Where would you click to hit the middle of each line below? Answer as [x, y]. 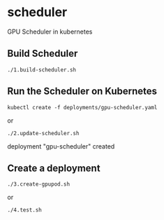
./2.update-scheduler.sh [43, 133]
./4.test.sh [24, 210]
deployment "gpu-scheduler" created [61, 146]
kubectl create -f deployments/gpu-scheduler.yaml [82, 107]
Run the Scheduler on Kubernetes [82, 91]
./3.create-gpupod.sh [39, 184]
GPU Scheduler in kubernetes [50, 32]
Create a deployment [54, 168]
